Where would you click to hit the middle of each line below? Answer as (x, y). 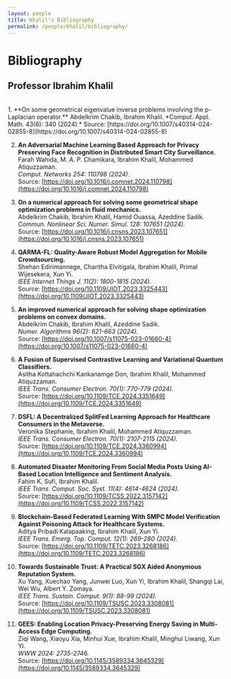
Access (29, 631)
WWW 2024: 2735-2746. (53, 653)
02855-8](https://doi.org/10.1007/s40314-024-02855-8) (88, 132)
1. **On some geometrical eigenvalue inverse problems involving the (106, 110)
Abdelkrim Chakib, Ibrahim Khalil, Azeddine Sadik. (89, 324)
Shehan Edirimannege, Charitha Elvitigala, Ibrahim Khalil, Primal (108, 267)
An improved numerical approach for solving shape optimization (112, 310)
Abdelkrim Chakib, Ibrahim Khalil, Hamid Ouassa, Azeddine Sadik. (111, 217)
